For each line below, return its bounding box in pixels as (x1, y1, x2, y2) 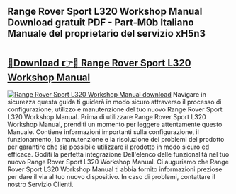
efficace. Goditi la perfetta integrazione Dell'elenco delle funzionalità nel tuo (7, 150, 230, 158)
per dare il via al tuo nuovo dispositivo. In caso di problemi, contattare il (7, 173, 215, 181)
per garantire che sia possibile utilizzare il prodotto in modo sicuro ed (7, 143, 210, 151)
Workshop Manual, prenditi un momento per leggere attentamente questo (7, 120, 223, 128)
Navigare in (172, 90, 207, 98)
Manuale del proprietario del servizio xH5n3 (7, 28, 206, 40)
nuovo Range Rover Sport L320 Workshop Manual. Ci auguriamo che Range (7, 158, 229, 166)
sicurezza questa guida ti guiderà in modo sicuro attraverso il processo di (7, 98, 222, 106)
